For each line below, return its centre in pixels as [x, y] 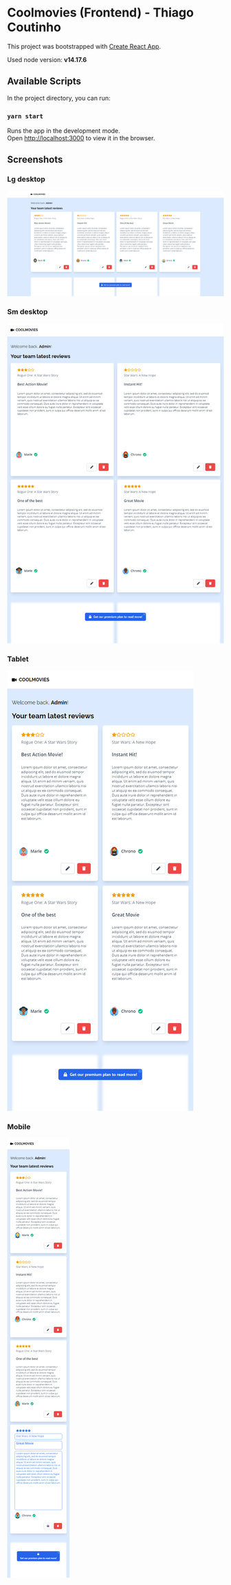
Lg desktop [26, 179]
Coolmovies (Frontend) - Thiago [100, 13]
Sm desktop [27, 312]
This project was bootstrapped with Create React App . [84, 46]
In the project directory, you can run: [59, 98]
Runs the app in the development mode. [64, 131]
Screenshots [35, 160]
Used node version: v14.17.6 [47, 59]
